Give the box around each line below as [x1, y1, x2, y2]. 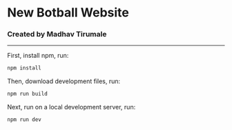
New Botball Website [7, 5, 129, 21]
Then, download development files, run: [7, 77, 121, 85]
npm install [7, 65, 41, 72]
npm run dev [7, 116, 41, 123]
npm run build [7, 91, 48, 98]
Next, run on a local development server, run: [7, 103, 136, 111]
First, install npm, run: [7, 52, 69, 60]
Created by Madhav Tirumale [7, 30, 107, 39]
